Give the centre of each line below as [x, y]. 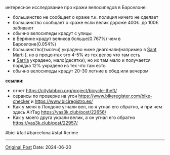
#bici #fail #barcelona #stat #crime [42, 133]
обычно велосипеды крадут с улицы [52, 33]
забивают [23, 28]
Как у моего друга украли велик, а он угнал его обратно [74, 118]
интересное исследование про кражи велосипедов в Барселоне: [76, 7]
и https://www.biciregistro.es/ [62, 101]
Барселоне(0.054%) [34, 44]
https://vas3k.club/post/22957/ [45, 123]
